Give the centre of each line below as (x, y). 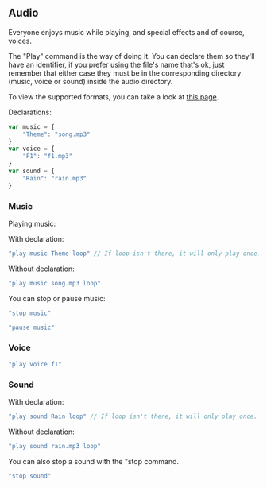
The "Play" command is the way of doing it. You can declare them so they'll (132, 56)
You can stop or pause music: (57, 298)
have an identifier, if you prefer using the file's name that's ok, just (116, 64)
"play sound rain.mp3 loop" (55, 446)
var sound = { (32, 171)
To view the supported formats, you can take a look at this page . (114, 97)
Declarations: (30, 112)
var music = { (32, 126)
